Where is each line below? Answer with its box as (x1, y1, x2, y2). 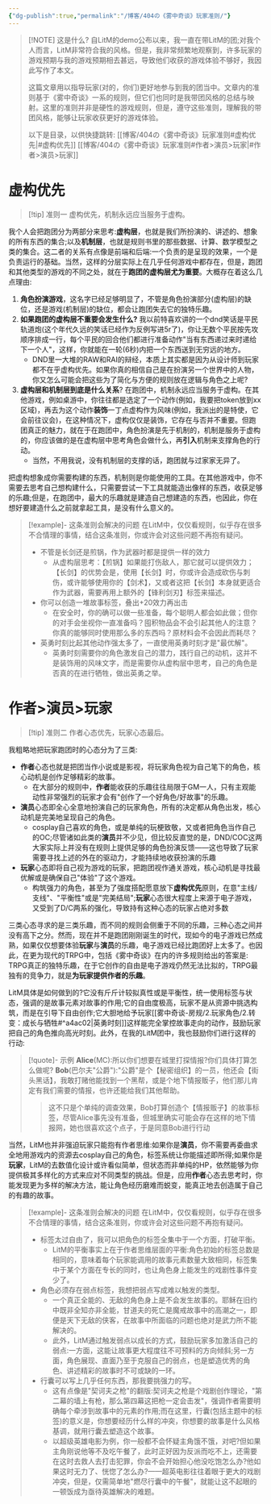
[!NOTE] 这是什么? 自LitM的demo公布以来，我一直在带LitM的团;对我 (27, 35, 254, 44)
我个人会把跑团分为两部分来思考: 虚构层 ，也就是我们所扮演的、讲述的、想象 (8, 227, 258, 236)
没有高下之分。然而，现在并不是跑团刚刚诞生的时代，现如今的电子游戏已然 (8, 930, 256, 939)
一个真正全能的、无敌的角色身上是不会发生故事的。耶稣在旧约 (52, 1295, 258, 1305)
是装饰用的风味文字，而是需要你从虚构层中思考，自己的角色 (52, 658, 251, 668)
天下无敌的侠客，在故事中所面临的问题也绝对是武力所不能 (66, 1315, 258, 1325)
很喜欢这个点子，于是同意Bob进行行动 (83, 1123, 211, 1132)
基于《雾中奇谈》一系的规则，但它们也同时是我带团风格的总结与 (35, 92, 248, 102)
